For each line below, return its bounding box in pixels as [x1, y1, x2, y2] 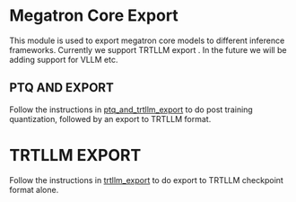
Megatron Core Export [9, 5, 179, 26]
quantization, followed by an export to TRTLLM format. [9, 113, 212, 124]
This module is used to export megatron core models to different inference [9, 35, 285, 46]
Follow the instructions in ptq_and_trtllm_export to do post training [9, 104, 253, 115]
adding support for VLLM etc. [9, 54, 118, 65]
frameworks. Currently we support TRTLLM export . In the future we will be [9, 44, 287, 55]
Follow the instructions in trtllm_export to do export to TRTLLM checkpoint [9, 174, 284, 185]
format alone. [9, 184, 59, 195]
